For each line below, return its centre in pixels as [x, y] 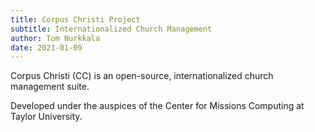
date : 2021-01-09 [46, 47]
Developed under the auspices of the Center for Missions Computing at [157, 106]
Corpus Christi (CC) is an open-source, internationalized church [142, 76]
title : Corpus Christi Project [75, 19]
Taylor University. [46, 117]
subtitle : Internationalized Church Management [111, 29]
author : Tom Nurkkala [55, 38]
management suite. [50, 87]
